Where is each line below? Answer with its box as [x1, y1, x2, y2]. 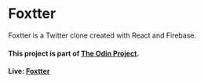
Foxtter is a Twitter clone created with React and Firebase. [8, 31, 197, 40]
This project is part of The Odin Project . [8, 49, 140, 58]
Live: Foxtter [8, 67, 50, 76]
